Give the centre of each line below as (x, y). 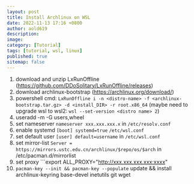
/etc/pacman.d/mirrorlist (46, 155)
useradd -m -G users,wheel (50, 117)
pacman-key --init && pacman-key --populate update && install (93, 168)
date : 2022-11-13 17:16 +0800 (45, 23)
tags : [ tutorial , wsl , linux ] (45, 51)
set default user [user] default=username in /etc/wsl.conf (88, 136)
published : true (27, 56)
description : (23, 34)
